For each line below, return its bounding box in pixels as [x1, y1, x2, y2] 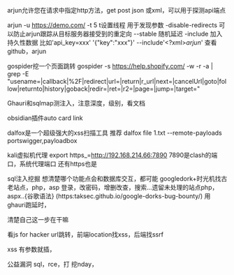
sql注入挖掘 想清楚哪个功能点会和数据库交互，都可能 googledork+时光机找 [7, 174, 221, 183]
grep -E [7, 70, 29, 78]
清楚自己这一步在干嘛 [7, 216, 68, 223]
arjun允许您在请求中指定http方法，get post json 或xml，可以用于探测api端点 [7, 6, 226, 14]
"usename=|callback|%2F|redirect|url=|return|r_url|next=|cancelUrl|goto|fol [7, 77, 227, 85]
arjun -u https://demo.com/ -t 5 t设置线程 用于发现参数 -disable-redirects [7, 21, 218, 29]
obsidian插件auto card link [7, 114, 84, 122]
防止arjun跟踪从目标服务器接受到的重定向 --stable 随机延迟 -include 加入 [13, 30, 223, 38]
